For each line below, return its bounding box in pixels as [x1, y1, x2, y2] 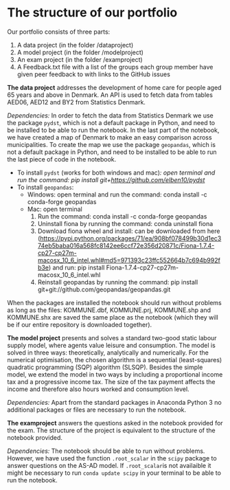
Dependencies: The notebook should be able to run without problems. [7, 447, 205, 455]
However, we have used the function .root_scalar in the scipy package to [7, 454, 218, 462]
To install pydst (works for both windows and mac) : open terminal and [16, 168, 216, 177]
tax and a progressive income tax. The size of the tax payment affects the [7, 377, 216, 386]
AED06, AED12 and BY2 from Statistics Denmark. [7, 98, 146, 106]
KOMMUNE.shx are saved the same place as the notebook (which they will [7, 313, 218, 321]
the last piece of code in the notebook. [7, 155, 117, 163]
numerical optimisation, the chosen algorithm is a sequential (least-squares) [7, 355, 222, 364]
